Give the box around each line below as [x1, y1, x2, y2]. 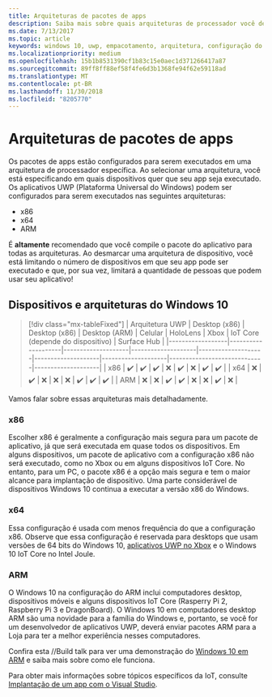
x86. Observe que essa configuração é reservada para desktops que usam [8, 531, 259, 541]
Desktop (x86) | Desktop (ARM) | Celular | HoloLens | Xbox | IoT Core [28, 328, 260, 338]
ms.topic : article [8, 34, 70, 43]
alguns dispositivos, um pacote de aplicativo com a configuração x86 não [8, 450, 255, 459]
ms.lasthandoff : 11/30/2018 [8, 87, 104, 96]
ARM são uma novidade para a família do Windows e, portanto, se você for [8, 613, 258, 623]
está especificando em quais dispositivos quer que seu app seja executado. [8, 174, 261, 183]
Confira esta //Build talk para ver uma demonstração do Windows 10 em [8, 646, 249, 656]
